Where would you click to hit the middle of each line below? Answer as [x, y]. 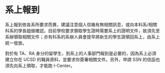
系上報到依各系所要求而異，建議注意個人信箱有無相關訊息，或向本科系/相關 [81, 24]
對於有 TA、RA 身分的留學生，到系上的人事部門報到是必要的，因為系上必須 [81, 53]
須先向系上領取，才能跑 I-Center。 [40, 65]
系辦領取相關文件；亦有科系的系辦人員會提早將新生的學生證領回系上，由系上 [82, 37]
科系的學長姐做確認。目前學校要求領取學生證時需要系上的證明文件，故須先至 [82, 30]
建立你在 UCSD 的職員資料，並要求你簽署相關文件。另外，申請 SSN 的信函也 [82, 59]
